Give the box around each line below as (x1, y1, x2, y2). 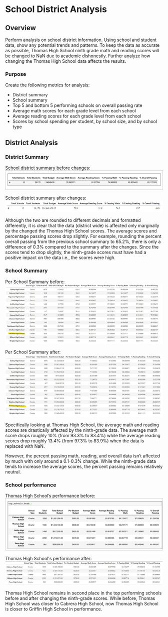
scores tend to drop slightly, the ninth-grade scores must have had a (5, 250, 146, 256)
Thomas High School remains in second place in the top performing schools (5, 590, 162, 596)
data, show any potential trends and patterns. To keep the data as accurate (5, 42, 160, 48)
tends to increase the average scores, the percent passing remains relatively (5, 463, 163, 469)
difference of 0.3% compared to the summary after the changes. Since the (5, 244, 159, 250)
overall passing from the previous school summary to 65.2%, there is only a (5, 238, 161, 244)
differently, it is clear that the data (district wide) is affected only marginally (5, 222, 159, 229)
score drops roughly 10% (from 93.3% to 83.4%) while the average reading (5, 432, 161, 438)
